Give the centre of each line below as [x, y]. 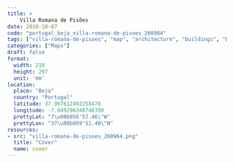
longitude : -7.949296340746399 [59, 110]
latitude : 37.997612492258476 [57, 104]
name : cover [31, 149]
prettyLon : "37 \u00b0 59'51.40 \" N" [63, 123]
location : [22, 85]
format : [18, 59]
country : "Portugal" [43, 98]
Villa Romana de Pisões [54, 20]
